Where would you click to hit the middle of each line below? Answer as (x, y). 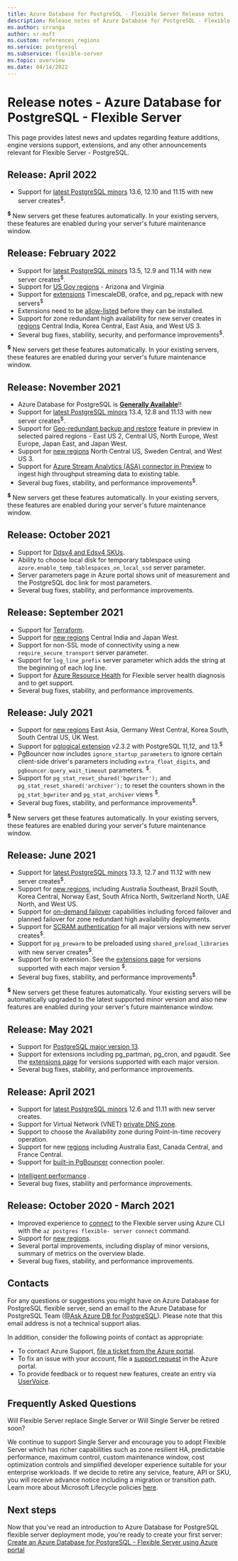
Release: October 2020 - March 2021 (91, 1206)
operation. (33, 1139)
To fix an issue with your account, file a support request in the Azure (118, 1358)
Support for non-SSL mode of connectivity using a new (98, 645)
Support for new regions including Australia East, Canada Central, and (120, 1147)
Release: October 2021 (59, 535)
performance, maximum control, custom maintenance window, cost (106, 1457)
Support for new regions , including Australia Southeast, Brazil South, (118, 889)
